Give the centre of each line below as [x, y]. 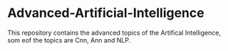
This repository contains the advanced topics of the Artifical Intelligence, [114, 33]
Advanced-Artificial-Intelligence [106, 13]
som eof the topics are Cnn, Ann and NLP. [69, 40]
